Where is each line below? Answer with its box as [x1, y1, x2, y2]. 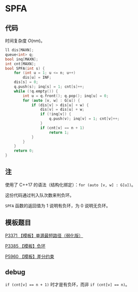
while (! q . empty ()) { [14, 89, 58, 94]
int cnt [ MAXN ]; [5, 61, 36, 66]
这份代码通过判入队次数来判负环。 [5, 192, 74, 198]
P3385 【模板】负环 [5, 243, 46, 249]
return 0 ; [14, 148, 34, 153]
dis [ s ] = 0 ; [14, 80, 38, 85]
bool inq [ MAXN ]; [5, 57, 38, 62]
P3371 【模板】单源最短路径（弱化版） [5, 232, 83, 238]
